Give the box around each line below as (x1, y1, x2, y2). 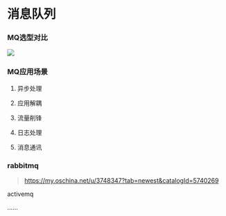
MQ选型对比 (7, 33, 49, 42)
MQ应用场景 (7, 67, 49, 77)
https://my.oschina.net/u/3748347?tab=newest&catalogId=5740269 (24, 177, 219, 185)
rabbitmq (7, 161, 40, 170)
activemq (7, 190, 34, 198)
